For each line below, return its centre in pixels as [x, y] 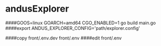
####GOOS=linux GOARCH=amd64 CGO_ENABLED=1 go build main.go [80, 23]
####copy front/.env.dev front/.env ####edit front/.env [63, 38]
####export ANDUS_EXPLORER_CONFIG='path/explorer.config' [73, 28]
